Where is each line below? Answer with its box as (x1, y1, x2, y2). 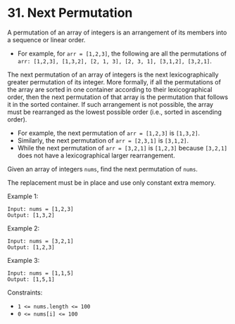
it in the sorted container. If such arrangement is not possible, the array (7, 100, 213, 108)
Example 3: (7, 256, 40, 264)
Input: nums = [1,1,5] (7, 269, 74, 277)
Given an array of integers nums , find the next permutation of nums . (7, 164, 198, 173)
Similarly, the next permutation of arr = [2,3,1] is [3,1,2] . (17, 136, 189, 145)
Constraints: (7, 288, 43, 297)
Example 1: (7, 192, 39, 200)
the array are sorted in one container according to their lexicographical (7, 85, 212, 93)
